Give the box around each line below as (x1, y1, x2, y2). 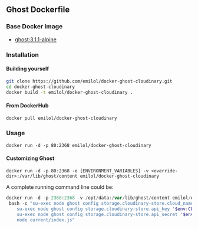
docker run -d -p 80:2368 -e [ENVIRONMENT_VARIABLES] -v (6, 168, 149, 174)
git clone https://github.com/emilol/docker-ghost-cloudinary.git (6, 78, 173, 84)
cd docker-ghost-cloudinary (6, 84, 75, 90)
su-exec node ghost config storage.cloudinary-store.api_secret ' (16, 211, 183, 217)
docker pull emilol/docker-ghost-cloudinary (6, 115, 117, 121)
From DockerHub (6, 102, 49, 109)
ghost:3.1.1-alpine (14, 35, 57, 43)
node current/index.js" (16, 217, 75, 223)
